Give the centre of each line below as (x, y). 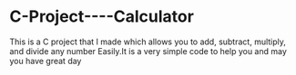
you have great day (46, 61)
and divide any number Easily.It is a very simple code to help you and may (148, 51)
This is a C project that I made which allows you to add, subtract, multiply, (148, 42)
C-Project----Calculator (102, 17)
